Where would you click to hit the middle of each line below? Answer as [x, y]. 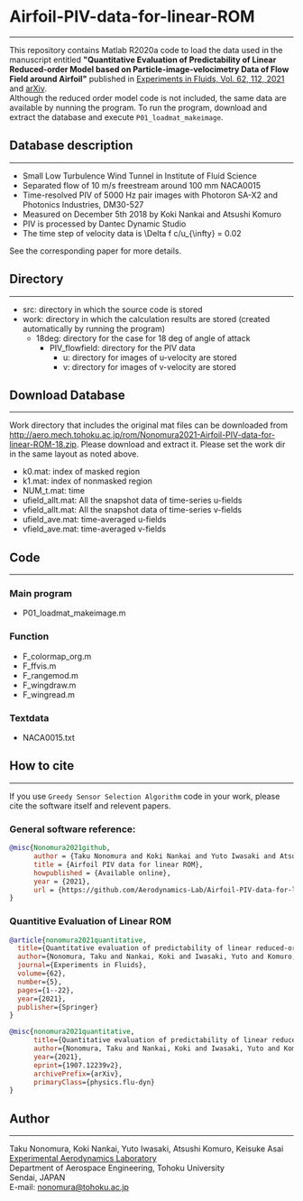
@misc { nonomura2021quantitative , [72, 1032]
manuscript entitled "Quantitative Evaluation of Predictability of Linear [143, 60]
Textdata [29, 717]
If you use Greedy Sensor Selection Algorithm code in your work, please [145, 796]
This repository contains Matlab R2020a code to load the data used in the [146, 50]
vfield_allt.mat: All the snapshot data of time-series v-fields [132, 510]
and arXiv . [28, 88]
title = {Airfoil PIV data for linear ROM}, [118, 864]
